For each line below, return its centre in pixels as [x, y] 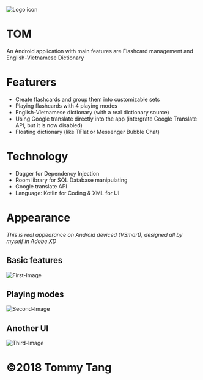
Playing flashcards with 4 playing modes [66, 106]
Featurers [31, 82]
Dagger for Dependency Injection [57, 173]
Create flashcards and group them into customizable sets [87, 99]
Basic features [35, 260]
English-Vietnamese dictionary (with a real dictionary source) [92, 112]
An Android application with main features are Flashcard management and [100, 51]
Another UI [28, 328]
